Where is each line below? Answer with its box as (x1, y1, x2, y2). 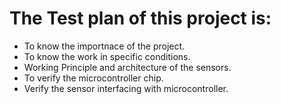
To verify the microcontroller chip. (23, 72, 164, 84)
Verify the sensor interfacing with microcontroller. (23, 82, 229, 94)
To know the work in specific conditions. (23, 50, 191, 62)
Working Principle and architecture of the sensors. (23, 61, 232, 73)
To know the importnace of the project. (23, 40, 186, 52)
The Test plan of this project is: (9, 7, 272, 30)
